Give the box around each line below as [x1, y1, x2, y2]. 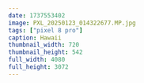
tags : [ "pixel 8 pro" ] [8, 26, 83, 34]
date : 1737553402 [8, 11, 66, 20]
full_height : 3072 [8, 63, 69, 71]
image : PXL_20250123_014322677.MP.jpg [8, 19, 136, 27]
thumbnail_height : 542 [8, 48, 83, 56]
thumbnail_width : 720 [8, 41, 80, 49]
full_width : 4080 [8, 56, 66, 64]
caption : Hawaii [8, 33, 62, 42]
